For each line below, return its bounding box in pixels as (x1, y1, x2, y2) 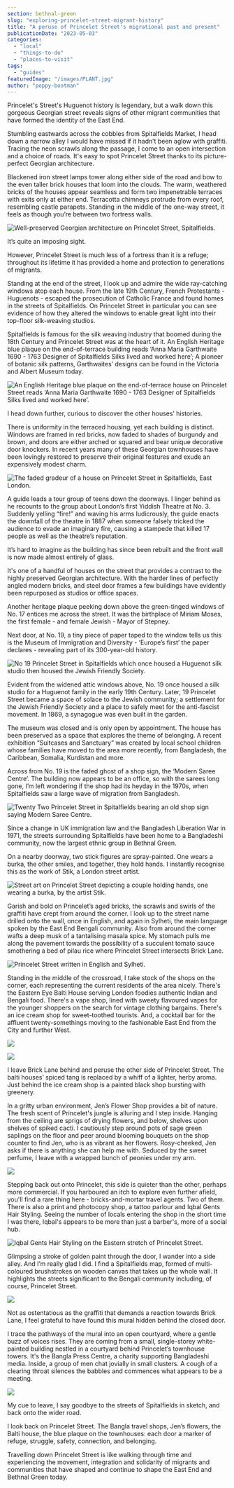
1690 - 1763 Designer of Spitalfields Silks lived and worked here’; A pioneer (7, 352, 224, 361)
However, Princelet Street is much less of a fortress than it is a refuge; (7, 251, 209, 259)
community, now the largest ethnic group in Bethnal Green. (7, 839, 177, 848)
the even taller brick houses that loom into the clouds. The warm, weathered (7, 180, 227, 189)
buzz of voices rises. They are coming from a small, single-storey (7, 1337, 196, 1346)
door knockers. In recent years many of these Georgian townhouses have (7, 446, 219, 454)
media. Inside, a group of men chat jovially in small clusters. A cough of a (7, 1360, 218, 1368)
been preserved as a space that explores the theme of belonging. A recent (7, 731, 222, 740)
